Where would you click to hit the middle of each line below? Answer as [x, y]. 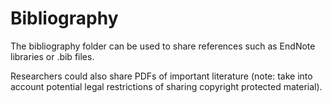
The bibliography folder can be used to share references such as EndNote [163, 46]
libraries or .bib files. [52, 56]
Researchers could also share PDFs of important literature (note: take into [161, 76]
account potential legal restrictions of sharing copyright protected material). [166, 86]
